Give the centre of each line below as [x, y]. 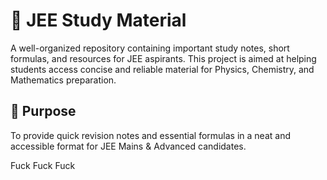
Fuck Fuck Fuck [43, 165]
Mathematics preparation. [63, 80]
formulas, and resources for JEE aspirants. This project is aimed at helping [163, 58]
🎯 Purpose [43, 111]
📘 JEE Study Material [98, 20]
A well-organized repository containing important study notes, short [150, 48]
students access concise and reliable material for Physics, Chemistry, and [162, 69]
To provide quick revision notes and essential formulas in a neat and [150, 135]
